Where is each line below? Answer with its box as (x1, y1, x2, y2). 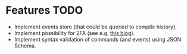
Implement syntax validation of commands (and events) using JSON (14, 36, 182, 43)
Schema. (14, 42, 36, 49)
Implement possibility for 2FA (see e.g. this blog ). (14, 29, 135, 36)
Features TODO (5, 4, 83, 17)
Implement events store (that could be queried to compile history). (14, 23, 177, 30)
